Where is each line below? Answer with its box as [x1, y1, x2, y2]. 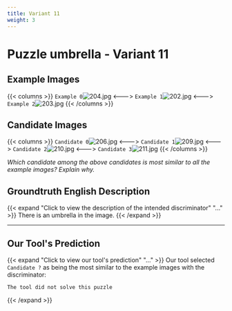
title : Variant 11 [7, 10, 60, 17]
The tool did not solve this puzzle [7, 283, 113, 290]
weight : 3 [7, 17, 36, 23]
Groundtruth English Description [7, 185, 151, 197]
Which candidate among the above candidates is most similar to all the [7, 158, 211, 166]
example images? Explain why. [7, 165, 95, 174]
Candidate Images [7, 119, 88, 131]
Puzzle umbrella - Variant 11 [7, 46, 169, 62]
